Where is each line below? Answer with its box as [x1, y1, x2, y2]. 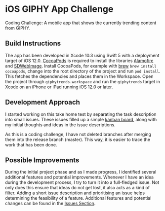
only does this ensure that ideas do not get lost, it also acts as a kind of [5, 185, 150, 191]
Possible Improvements [5, 156, 80, 164]
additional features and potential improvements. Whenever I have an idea [5, 174, 154, 180]
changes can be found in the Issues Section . [5, 201, 96, 207]
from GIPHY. [5, 25, 31, 31]
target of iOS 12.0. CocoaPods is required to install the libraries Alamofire [5, 58, 154, 64]
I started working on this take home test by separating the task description [5, 111, 157, 117]
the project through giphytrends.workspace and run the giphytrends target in [5, 78, 161, 84]
